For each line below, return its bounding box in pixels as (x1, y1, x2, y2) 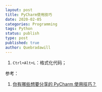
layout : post (5, 7, 33, 13)
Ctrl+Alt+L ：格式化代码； (12, 59, 67, 66)
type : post (5, 36, 28, 41)
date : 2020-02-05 (5, 17, 42, 22)
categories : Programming (5, 21, 58, 27)
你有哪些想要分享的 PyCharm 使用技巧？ (12, 81, 97, 87)
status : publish (5, 31, 39, 36)
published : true (5, 40, 39, 45)
